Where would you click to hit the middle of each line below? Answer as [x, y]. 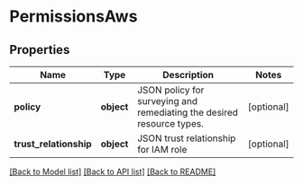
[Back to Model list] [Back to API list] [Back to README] [113, 172]
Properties [40, 50]
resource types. [170, 123]
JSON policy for [170, 90]
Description [188, 75]
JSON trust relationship [186, 138]
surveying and [167, 101]
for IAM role [162, 150]
